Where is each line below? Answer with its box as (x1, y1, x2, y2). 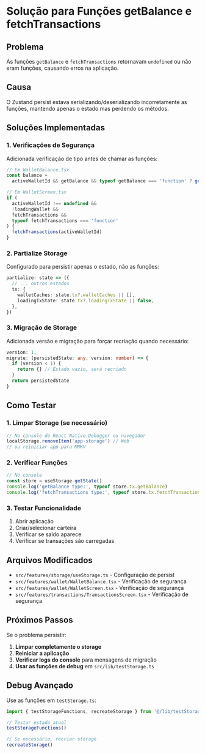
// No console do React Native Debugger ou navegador (6, 433, 146, 439)
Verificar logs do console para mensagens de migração (15, 656, 157, 663)
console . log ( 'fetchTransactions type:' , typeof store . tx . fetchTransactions (6, 490, 203, 496)
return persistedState (12, 378, 70, 384)
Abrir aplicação (15, 518, 54, 525)
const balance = (6, 173, 48, 179)
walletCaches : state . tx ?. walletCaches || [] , (17, 292, 135, 298)
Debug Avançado (6, 681, 74, 691)
